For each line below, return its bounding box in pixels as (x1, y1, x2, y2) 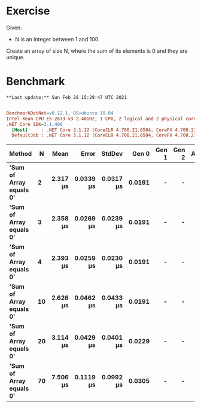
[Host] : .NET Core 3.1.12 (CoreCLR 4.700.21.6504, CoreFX (11, 127, 172, 133)
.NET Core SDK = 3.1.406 (6, 121, 63, 127)
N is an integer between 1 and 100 (14, 35, 99, 43)
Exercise (6, 4, 50, 18)
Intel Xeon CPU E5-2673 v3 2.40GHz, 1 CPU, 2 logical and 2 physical (6, 116, 184, 122)
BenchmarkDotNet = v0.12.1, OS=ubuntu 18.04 (6, 110, 114, 116)
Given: (6, 24, 22, 31)
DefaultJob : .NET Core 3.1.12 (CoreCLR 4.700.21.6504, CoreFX (11, 132, 172, 138)
